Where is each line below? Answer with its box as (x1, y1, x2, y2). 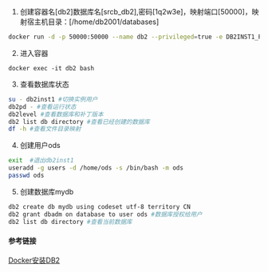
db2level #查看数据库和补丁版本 (8, 110, 104, 118)
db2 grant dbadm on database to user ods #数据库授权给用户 (8, 210, 203, 218)
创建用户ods (19, 141, 61, 150)
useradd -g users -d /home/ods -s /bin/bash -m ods (8, 164, 183, 172)
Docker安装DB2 (8, 255, 61, 265)
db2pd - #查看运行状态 (8, 102, 77, 110)
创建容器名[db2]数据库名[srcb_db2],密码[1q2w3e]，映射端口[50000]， (19, 7, 253, 16)
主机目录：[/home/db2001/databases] (33, 17, 160, 26)
